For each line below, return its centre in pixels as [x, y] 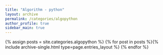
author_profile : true [27, 23]
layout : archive [22, 14]
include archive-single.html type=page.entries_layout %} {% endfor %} [77, 47]
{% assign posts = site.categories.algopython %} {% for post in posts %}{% [82, 42]
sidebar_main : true [25, 28]
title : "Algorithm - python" [35, 10]
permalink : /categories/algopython [41, 19]
